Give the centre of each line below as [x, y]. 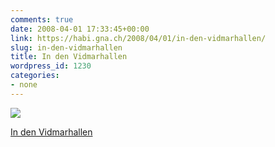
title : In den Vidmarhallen [69, 57]
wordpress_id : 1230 [51, 66]
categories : [35, 76]
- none [24, 85]
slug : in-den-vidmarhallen [66, 47]
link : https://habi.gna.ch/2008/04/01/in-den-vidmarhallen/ [138, 38]
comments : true [42, 19]
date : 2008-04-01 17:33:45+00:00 [80, 29]
